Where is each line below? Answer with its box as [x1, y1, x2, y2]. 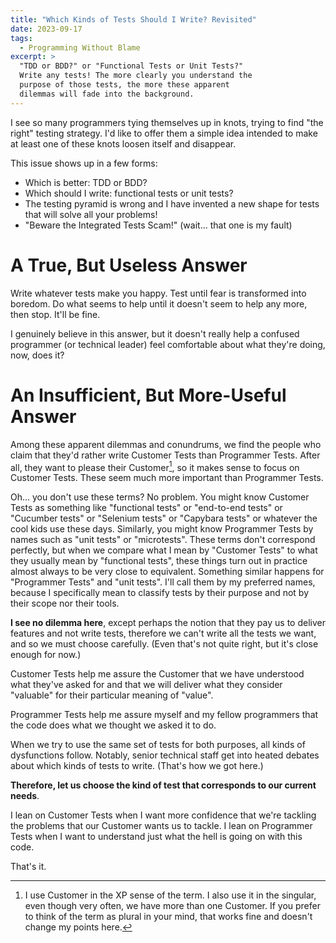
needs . [10, 790, 40, 802]
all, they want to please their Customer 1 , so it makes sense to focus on [10, 459, 300, 473]
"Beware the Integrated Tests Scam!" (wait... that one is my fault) [24, 219, 293, 231]
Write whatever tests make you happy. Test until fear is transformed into [10, 287, 307, 299]
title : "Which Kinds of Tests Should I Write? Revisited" [10, 14, 257, 25]
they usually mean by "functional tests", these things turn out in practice [10, 555, 308, 567]
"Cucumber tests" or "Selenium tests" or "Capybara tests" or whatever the [10, 512, 318, 525]
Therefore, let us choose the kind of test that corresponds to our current [10, 779, 317, 791]
